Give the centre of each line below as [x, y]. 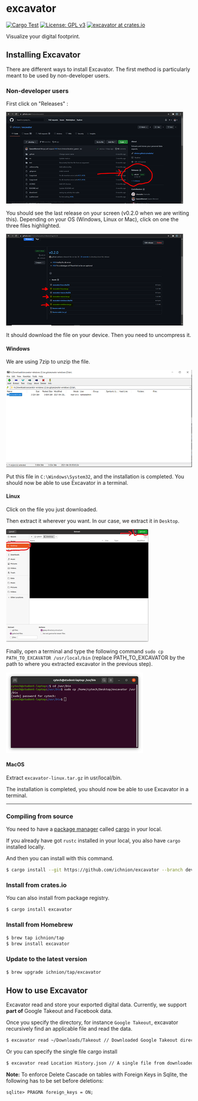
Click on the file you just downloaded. [52, 509]
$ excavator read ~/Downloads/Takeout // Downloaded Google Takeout [92, 1040]
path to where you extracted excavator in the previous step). [80, 663]
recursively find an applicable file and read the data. [69, 1029]
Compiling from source [40, 816]
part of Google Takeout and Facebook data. [60, 1011]
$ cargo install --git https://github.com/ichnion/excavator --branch [95, 870]
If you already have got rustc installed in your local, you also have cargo [93, 841]
